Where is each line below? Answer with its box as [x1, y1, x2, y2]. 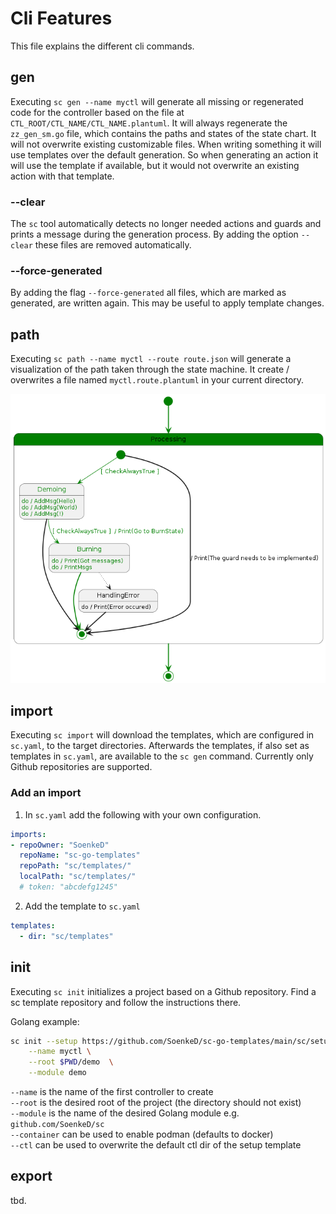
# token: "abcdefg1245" [19, 882, 118, 892]
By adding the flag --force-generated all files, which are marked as [10, 287, 287, 299]
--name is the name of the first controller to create [10, 1086, 214, 1097]
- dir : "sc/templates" [19, 931, 114, 941]
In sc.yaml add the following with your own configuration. [24, 808, 262, 821]
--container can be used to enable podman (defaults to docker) [10, 1128, 274, 1140]
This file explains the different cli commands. [10, 40, 195, 52]
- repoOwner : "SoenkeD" [10, 840, 110, 850]
